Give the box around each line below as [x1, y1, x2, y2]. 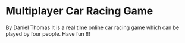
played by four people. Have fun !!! [5, 30, 90, 37]
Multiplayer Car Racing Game [5, 4, 153, 18]
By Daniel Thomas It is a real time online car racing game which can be [5, 24, 180, 31]
